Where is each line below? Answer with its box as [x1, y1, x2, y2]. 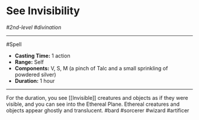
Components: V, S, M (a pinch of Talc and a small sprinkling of [14, 64, 168, 72]
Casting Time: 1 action [14, 52, 70, 59]
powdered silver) [14, 71, 56, 78]
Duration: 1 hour [14, 77, 55, 84]
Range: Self [14, 58, 44, 66]
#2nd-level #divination [6, 24, 62, 31]
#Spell [6, 40, 22, 48]
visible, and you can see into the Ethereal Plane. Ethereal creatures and [6, 100, 180, 108]
